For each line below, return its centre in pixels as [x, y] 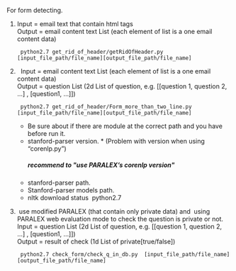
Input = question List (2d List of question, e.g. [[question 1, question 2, [119, 226]
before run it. [46, 133]
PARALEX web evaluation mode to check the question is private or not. [120, 219]
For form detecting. [35, 10]
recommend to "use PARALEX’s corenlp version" [101, 165]
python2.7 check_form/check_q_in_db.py [79, 254]
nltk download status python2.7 [74, 197]
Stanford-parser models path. [71, 190]
